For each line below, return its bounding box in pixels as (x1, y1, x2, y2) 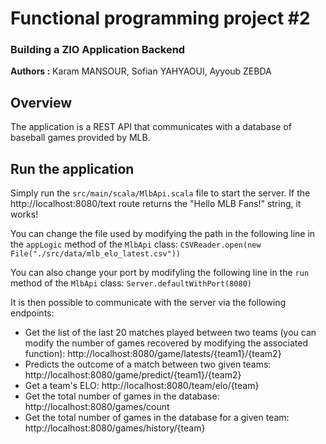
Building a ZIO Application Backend (10, 43, 186, 57)
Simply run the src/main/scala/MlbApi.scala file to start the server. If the (10, 187, 311, 199)
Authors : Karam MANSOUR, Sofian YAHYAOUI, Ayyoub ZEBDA (10, 65, 272, 77)
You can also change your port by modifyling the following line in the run (10, 267, 310, 279)
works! (10, 208, 39, 221)
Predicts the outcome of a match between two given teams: (24, 358, 272, 371)
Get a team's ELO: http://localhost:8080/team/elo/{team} (24, 380, 260, 392)
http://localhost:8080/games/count (24, 401, 170, 413)
